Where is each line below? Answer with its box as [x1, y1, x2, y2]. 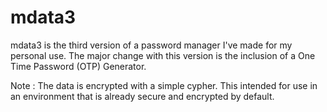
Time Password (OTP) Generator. [10, 60, 147, 72]
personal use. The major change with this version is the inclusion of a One [10, 49, 316, 61]
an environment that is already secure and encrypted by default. [10, 90, 275, 102]
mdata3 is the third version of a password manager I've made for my [10, 39, 293, 51]
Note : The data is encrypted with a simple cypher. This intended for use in [10, 79, 318, 91]
